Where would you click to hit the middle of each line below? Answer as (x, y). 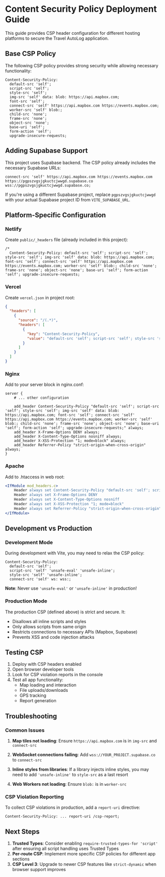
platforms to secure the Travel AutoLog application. (57, 38)
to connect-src (27, 760)
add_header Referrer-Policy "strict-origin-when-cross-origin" (80, 445)
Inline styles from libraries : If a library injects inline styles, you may (81, 769)
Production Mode (26, 601)
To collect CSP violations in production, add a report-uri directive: (73, 808)
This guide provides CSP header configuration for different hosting (73, 33)
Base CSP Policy (31, 54)
